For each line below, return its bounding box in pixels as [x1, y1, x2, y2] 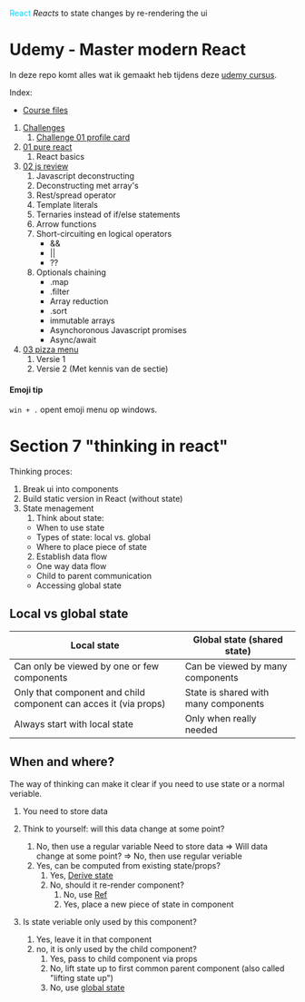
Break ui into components [22, 484, 119, 495]
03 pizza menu [22, 344, 79, 355]
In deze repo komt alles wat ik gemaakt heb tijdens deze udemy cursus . [9, 69, 278, 80]
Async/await [49, 334, 97, 345]
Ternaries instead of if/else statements [35, 209, 181, 220]
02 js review [22, 161, 69, 172]
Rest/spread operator [35, 190, 116, 201]
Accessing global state [35, 580, 123, 591]
